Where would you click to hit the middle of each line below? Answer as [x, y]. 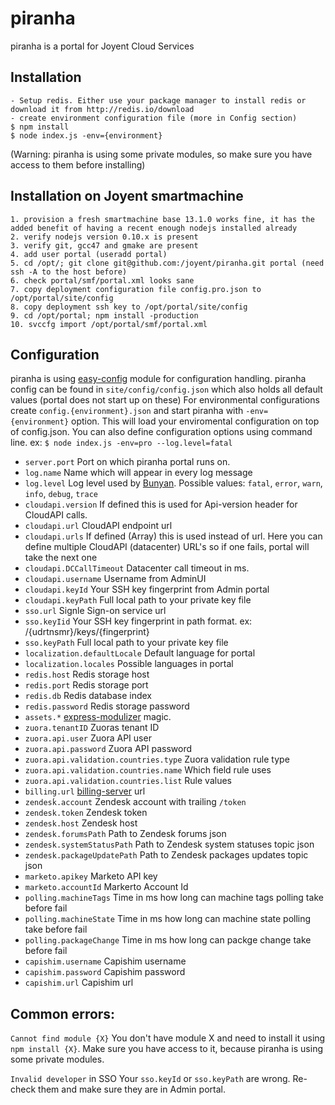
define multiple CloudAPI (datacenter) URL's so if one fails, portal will [167, 547]
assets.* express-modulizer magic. [98, 717]
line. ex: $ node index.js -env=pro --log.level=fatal [121, 443]
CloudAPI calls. [56, 515]
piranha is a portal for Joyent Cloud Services [102, 46]
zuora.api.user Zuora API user [88, 738]
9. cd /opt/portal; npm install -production [104, 315]
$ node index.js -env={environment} [86, 135]
